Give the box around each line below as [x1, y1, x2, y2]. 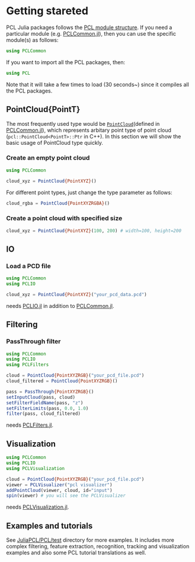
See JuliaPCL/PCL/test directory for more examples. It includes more [6, 536, 175, 544]
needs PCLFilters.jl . [6, 421, 53, 428]
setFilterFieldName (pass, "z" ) [6, 399, 84, 406]
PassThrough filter [6, 337, 61, 345]
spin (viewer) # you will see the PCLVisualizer [6, 493, 126, 499]
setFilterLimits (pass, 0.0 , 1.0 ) [6, 405, 89, 411]
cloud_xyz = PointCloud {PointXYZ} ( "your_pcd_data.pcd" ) [6, 292, 147, 298]
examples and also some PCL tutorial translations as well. [6, 549, 146, 556]
